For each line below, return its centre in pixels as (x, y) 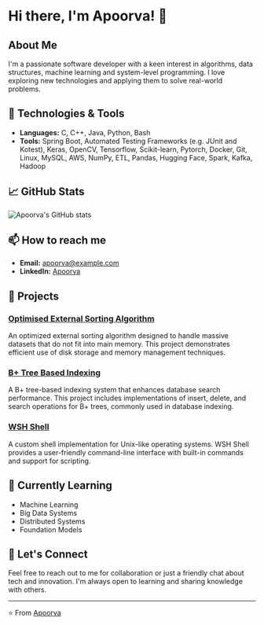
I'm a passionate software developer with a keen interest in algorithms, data (131, 64)
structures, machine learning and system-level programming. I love (117, 72)
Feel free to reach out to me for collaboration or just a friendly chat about (126, 573)
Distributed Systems (52, 521)
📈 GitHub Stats (46, 192)
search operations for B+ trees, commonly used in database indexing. (121, 406)
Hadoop (32, 166)
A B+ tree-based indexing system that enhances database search (114, 390)
